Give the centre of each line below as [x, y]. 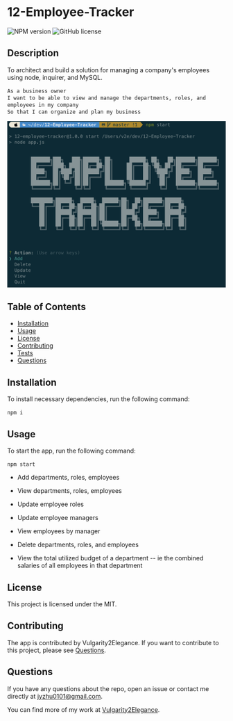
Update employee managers [58, 518]
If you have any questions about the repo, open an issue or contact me [108, 688]
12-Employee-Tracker [71, 12]
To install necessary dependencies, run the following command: [98, 399]
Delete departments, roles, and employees [78, 545]
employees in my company [43, 105]
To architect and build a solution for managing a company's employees [109, 70]
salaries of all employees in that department [80, 566]
